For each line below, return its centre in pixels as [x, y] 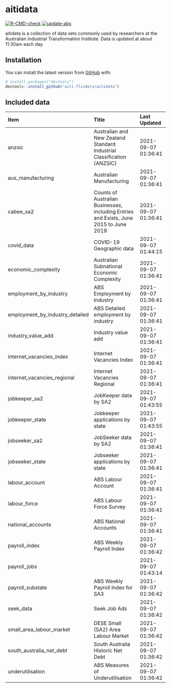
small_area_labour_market [39, 629]
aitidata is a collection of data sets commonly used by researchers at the [81, 33]
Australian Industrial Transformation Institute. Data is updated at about [79, 39]
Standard [105, 145]
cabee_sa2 [21, 212]
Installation [23, 60]
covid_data [21, 245]
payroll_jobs [22, 567]
